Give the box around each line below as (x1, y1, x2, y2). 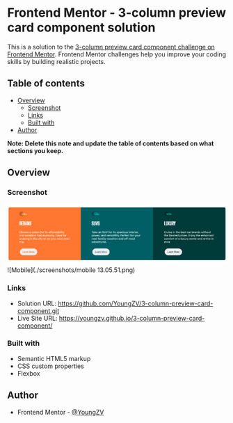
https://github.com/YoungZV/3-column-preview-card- (58, 299, 214, 308)
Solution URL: (17, 299, 57, 308)
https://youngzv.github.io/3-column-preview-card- (58, 314, 205, 322)
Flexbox (17, 369, 40, 377)
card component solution (7, 19, 156, 35)
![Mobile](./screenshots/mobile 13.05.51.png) (7, 266, 136, 274)
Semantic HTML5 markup (17, 354, 91, 362)
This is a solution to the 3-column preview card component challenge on (7, 42, 216, 51)
